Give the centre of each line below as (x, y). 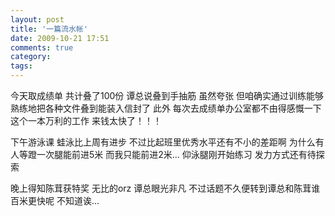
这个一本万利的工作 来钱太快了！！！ (86, 120)
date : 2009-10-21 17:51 (60, 38)
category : (31, 57)
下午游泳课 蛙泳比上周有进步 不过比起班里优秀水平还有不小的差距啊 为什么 (163, 142)
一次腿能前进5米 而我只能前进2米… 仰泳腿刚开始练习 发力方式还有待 (176, 154)
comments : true (42, 47)
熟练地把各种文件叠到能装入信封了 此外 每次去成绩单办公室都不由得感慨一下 (166, 108)
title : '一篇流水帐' (49, 29)
